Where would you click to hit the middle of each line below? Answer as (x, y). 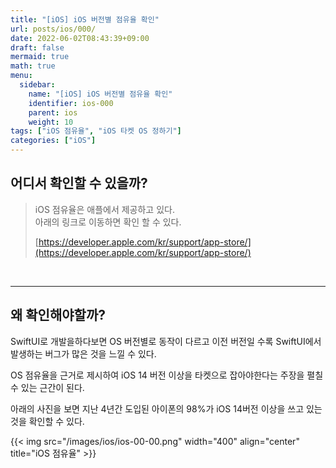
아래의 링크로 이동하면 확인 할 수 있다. (108, 222)
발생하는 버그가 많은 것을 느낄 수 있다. (83, 353)
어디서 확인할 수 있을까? (79, 183)
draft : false (37, 47)
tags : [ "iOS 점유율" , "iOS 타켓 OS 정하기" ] (96, 131)
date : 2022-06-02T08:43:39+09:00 (80, 38)
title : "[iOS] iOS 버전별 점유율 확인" (85, 19)
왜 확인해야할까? (58, 315)
